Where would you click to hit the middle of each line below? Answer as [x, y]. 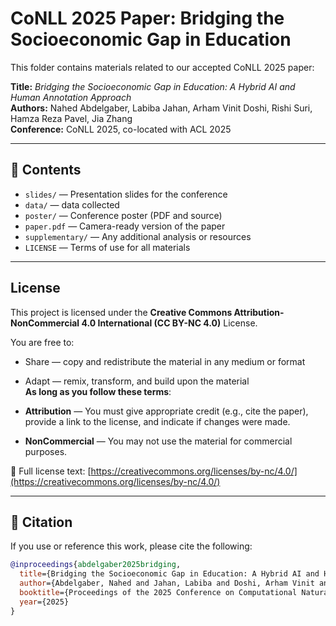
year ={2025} [44, 602]
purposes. [46, 451]
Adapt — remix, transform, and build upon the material [137, 381]
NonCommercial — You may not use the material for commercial [158, 441]
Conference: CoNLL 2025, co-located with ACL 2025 [121, 129]
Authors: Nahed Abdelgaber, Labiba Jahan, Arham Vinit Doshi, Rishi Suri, [161, 108]
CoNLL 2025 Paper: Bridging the [147, 18]
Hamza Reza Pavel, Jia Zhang [71, 118]
